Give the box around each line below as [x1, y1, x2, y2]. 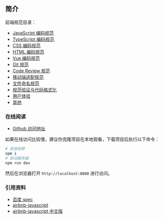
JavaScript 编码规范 [12, 30, 54, 36]
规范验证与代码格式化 [12, 86, 57, 92]
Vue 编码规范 [12, 55, 40, 61]
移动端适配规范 [12, 74, 44, 80]
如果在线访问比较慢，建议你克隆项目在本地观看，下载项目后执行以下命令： [5, 136, 159, 142]
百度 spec [12, 196, 33, 202]
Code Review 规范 [12, 68, 50, 74]
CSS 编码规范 [12, 42, 41, 48]
